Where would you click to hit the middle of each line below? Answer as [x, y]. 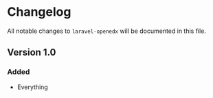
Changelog [39, 12]
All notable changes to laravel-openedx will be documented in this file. [106, 31]
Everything [32, 87]
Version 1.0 [32, 52]
